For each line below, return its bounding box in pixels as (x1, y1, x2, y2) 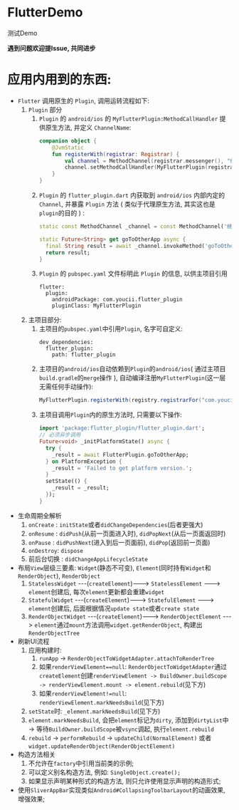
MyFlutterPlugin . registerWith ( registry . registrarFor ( (38, 397, 202, 404)
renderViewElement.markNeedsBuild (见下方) (38, 697, 165, 706)
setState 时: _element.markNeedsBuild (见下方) (28, 707, 161, 715)
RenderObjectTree (28, 630, 80, 637)
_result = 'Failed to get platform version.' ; (52, 464, 193, 472)
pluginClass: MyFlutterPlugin (52, 302, 142, 310)
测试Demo (7, 28, 38, 37)
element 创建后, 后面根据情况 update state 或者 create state (28, 603, 200, 613)
